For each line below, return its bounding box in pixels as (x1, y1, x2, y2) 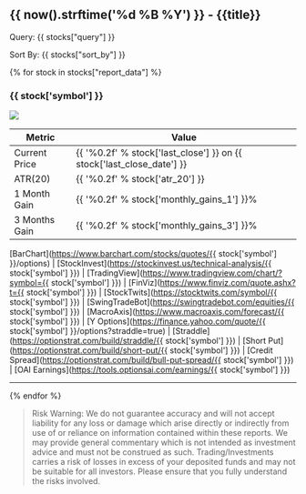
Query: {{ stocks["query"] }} (9, 31, 116, 42)
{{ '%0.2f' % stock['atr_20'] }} (76, 173, 205, 186)
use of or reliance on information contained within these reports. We (31, 428, 289, 439)
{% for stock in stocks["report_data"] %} (9, 66, 162, 77)
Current (14, 146, 47, 159)
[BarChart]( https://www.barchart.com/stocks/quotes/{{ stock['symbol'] (9, 248, 278, 259)
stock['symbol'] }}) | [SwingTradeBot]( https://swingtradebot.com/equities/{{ (9, 297, 295, 307)
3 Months (14, 214, 56, 227)
